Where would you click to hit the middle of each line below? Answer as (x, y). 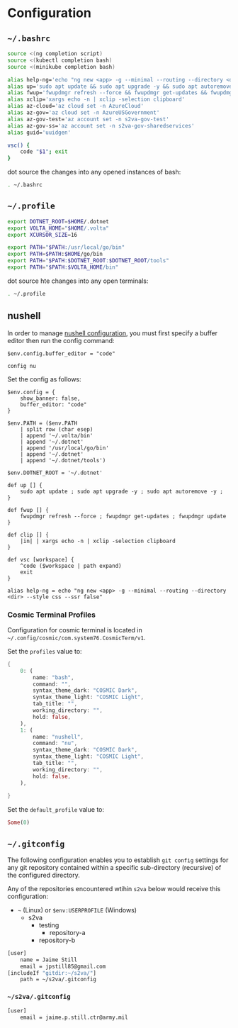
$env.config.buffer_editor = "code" (61, 353)
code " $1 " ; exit (44, 152)
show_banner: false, (50, 398)
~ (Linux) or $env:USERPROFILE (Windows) (77, 910)
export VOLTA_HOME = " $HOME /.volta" (58, 228)
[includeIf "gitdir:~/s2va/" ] (52, 973)
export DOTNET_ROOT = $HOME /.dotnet (58, 221)
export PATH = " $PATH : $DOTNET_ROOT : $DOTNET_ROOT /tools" (89, 261)
